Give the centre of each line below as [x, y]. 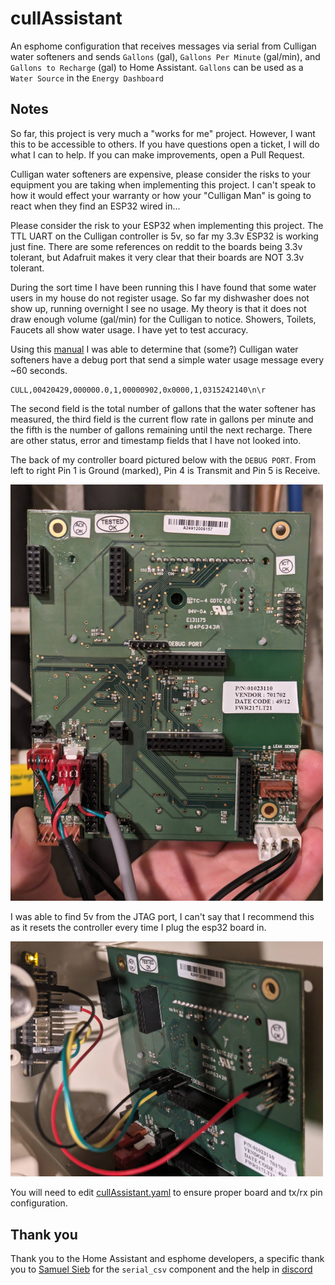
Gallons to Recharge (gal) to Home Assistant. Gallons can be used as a [157, 67]
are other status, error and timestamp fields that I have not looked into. [156, 440]
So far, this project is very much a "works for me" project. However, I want [163, 133]
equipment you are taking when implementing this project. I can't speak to [163, 184]
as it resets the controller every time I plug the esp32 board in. [138, 928]
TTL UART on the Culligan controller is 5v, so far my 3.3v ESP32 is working [164, 236]
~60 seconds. [39, 370]
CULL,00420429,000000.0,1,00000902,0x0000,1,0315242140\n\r [138, 390]
